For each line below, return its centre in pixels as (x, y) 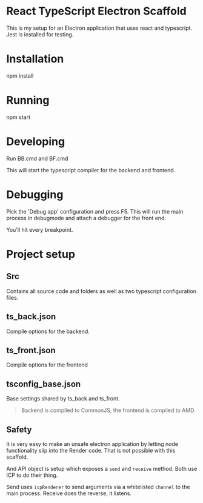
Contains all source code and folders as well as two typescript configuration (101, 291)
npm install (20, 76)
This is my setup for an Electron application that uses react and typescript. (99, 28)
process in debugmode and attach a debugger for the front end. (86, 218)
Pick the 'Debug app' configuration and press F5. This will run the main (95, 211)
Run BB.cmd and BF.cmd (37, 158)
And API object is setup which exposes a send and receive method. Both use (102, 468)
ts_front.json (31, 350)
